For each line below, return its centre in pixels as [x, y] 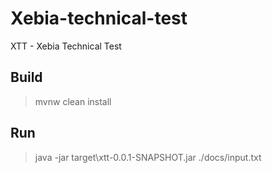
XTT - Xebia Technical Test [66, 46]
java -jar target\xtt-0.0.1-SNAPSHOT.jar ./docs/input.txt [148, 157]
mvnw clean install [73, 101]
